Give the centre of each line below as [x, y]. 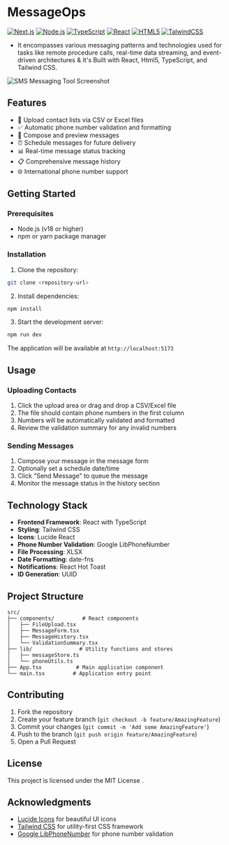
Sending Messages [40, 446]
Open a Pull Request [47, 741]
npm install [24, 308]
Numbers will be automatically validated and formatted [96, 420]
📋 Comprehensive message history [69, 161]
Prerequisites [30, 214]
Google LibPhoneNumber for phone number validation [95, 834]
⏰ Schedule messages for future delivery [76, 142]
